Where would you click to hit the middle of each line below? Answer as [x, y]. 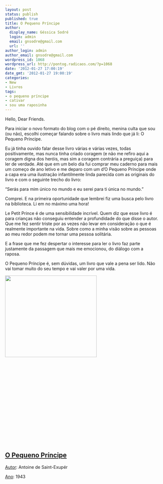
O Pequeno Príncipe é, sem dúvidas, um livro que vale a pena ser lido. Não [80, 263]
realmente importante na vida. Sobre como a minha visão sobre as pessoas [81, 229]
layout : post [18, 10]
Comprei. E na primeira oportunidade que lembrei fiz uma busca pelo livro [79, 198]
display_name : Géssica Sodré [39, 32]
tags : [10, 92]
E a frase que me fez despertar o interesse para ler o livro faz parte [73, 243]
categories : [17, 78]
